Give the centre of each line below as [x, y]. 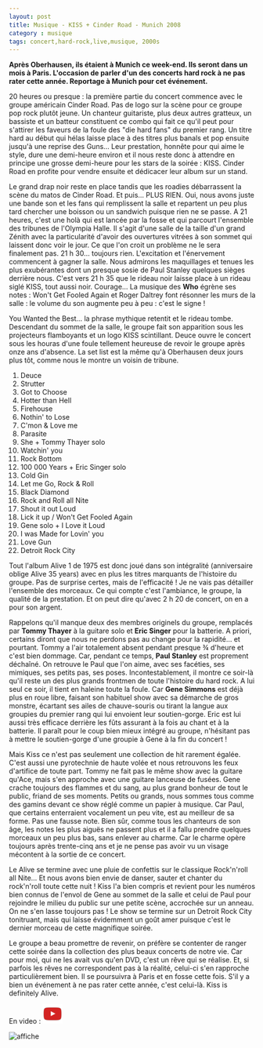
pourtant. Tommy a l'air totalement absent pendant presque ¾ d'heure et [126, 648]
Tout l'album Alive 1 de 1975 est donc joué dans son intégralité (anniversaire [131, 566]
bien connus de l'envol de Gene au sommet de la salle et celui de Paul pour [130, 895]
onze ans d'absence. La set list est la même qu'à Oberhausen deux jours [126, 352]
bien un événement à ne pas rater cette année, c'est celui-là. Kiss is [118, 985]
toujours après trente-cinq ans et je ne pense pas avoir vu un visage [119, 846]
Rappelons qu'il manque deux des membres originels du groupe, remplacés [131, 623]
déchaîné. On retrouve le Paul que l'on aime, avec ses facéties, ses [117, 664]
